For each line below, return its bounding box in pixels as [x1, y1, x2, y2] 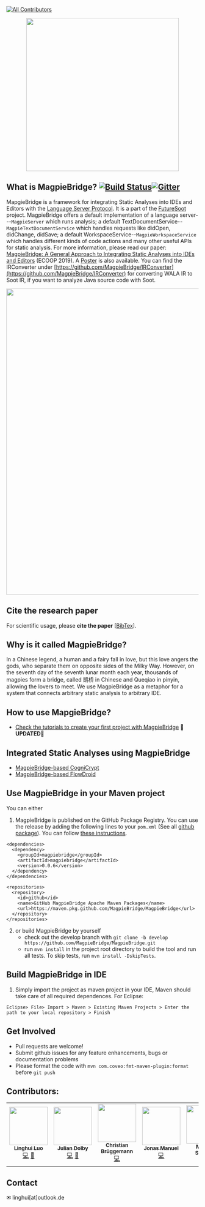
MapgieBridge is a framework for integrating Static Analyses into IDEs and [6, 198, 193, 205]
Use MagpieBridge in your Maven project [6, 788, 165, 799]
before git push [15, 1069, 56, 1076]
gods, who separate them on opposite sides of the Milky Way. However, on [6, 662, 195, 670]
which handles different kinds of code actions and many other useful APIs [6, 237, 192, 244]
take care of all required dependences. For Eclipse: [15, 992, 144, 999]
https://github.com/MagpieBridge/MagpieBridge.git [24, 940, 156, 946]
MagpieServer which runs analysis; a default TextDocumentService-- [11, 217, 183, 225]
